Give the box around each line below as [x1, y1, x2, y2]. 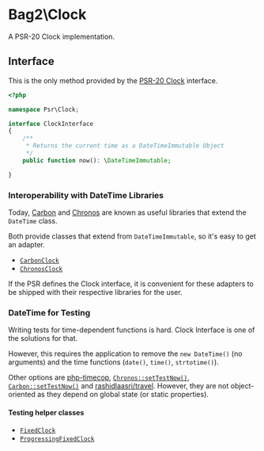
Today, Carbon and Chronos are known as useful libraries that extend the [8, 208, 247, 217]
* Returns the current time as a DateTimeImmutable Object [25, 142, 224, 150]
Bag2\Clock [8, 6, 87, 24]
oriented [8, 390, 36, 399]
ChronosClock [19, 265, 63, 273]
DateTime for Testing [8, 307, 91, 318]
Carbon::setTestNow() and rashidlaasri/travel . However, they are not [8, 381, 229, 391]
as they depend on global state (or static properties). [36, 390, 209, 399]
